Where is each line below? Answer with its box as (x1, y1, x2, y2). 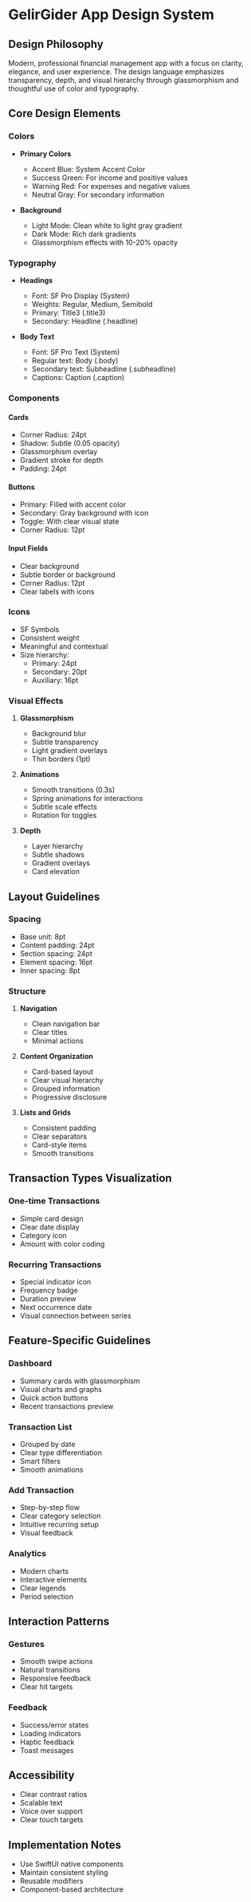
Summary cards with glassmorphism (19, 1376, 140, 1386)
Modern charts (19, 1566, 69, 1575)
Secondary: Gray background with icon (19, 508, 149, 518)
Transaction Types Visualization (8, 1171, 173, 1185)
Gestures (8, 1638, 45, 1649)
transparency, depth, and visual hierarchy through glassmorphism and (8, 76, 239, 84)
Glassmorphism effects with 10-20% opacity (31, 237, 178, 247)
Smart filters (19, 1457, 61, 1466)
